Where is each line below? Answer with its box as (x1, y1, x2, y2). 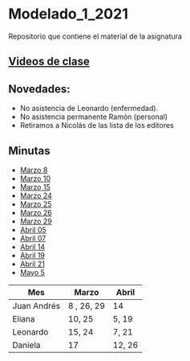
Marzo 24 (19, 191, 52, 200)
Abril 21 (19, 259, 46, 269)
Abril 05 (19, 224, 46, 234)
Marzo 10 (19, 174, 51, 183)
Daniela (12, 339, 42, 351)
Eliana (12, 313, 35, 324)
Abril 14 (19, 242, 46, 252)
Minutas (8, 144, 51, 158)
